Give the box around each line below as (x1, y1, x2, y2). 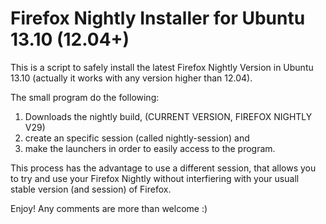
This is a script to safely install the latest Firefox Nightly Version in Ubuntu (10, 61, 314, 73)
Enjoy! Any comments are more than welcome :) (10, 202, 208, 214)
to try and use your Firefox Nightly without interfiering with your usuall (10, 172, 300, 184)
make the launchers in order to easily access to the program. (24, 142, 276, 154)
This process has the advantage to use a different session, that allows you (10, 162, 317, 174)
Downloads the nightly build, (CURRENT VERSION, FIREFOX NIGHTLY (24, 110, 313, 122)
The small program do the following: (10, 91, 160, 103)
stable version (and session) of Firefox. (10, 183, 172, 195)
